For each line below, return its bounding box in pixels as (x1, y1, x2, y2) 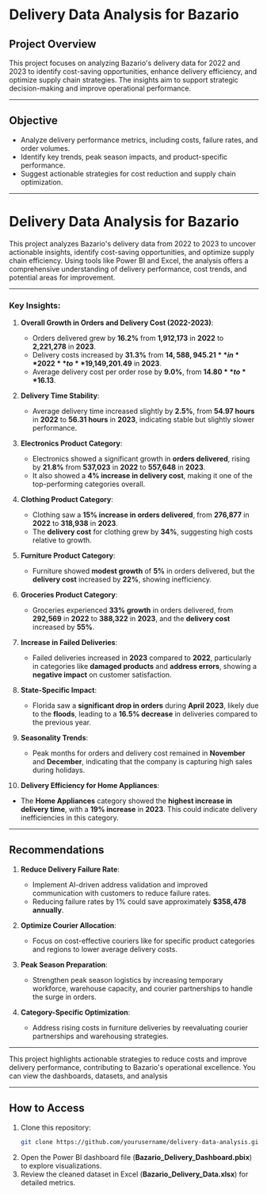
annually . (32, 905, 64, 914)
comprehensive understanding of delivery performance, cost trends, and (9, 264, 247, 273)
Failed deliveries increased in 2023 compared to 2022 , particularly (32, 653, 252, 663)
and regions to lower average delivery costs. (32, 944, 177, 954)
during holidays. (32, 765, 86, 775)
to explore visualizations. (20, 1161, 102, 1170)
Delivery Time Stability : (20, 391, 100, 400)
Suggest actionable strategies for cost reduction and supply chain (20, 168, 236, 178)
